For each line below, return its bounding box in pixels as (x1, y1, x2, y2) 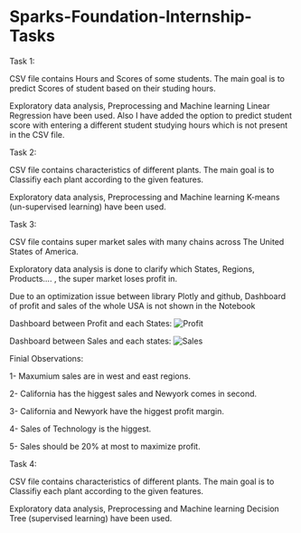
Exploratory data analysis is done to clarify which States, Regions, (9, 263, 255, 274)
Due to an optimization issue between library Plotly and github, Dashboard (9, 290, 287, 301)
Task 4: (9, 458, 37, 469)
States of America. (9, 246, 79, 257)
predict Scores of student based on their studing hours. (9, 82, 216, 93)
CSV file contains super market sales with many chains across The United (9, 236, 285, 247)
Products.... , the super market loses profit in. (9, 273, 178, 284)
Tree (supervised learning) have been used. (9, 512, 173, 523)
